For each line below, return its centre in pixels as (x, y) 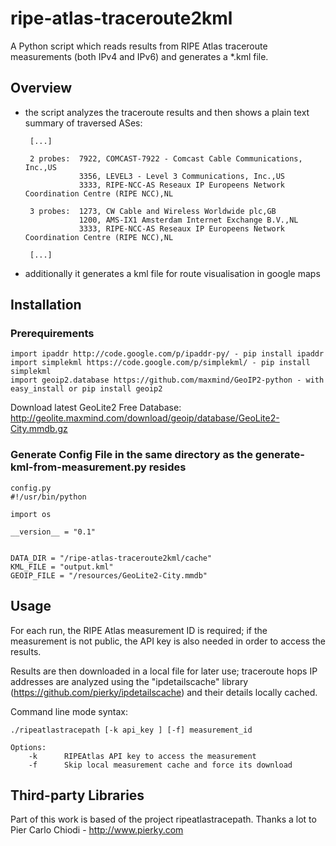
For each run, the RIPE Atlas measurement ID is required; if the (139, 630)
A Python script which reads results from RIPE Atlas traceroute (139, 46)
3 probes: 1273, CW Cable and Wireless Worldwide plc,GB (153, 211)
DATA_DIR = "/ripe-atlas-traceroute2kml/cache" (111, 558)
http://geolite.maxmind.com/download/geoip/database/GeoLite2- (145, 418)
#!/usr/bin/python (48, 497)
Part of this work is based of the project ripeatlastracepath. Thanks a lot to (163, 819)
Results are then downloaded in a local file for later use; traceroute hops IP (164, 671)
